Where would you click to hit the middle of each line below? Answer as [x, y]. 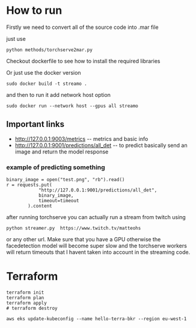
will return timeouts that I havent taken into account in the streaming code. [98, 252]
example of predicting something [56, 167]
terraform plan [25, 298]
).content [40, 206]
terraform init [25, 292]
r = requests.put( [29, 185]
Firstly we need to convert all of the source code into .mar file [82, 27]
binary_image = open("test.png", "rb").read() [66, 180]
